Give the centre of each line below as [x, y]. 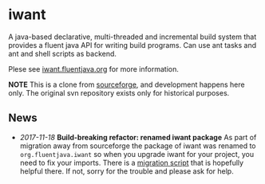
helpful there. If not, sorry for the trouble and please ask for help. [127, 171]
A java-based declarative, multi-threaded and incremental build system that [132, 37]
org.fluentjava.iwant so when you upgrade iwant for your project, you [136, 154]
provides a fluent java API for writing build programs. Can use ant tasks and [132, 45]
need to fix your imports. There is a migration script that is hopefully [132, 162]
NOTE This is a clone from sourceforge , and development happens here [127, 84]
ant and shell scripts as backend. [63, 53]
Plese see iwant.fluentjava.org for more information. [94, 69]
